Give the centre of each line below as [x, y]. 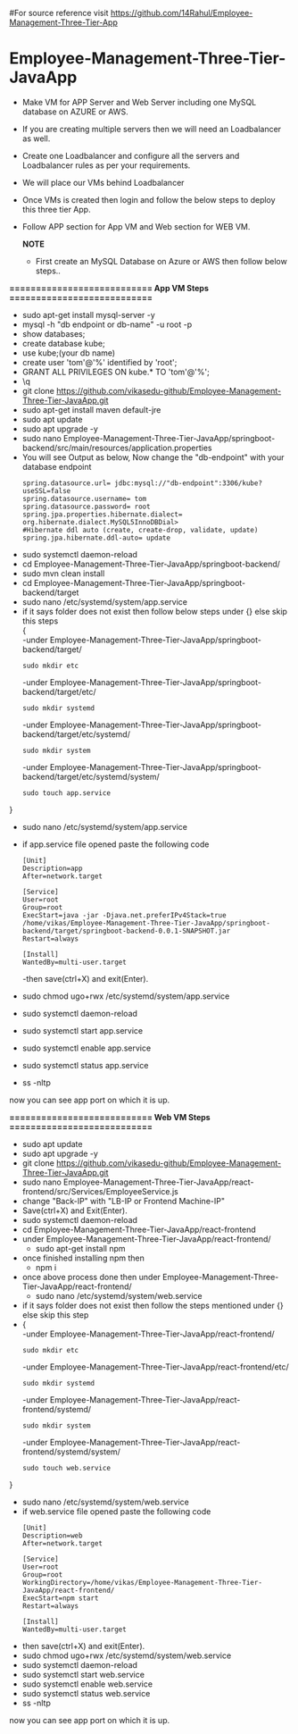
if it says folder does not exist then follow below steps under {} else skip [155, 611]
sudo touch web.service [66, 1468]
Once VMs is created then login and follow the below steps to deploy [149, 199]
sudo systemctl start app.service [83, 1030]
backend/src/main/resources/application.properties [117, 448]
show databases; [54, 333]
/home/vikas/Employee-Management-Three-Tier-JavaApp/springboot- [146, 923]
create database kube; [63, 343]
